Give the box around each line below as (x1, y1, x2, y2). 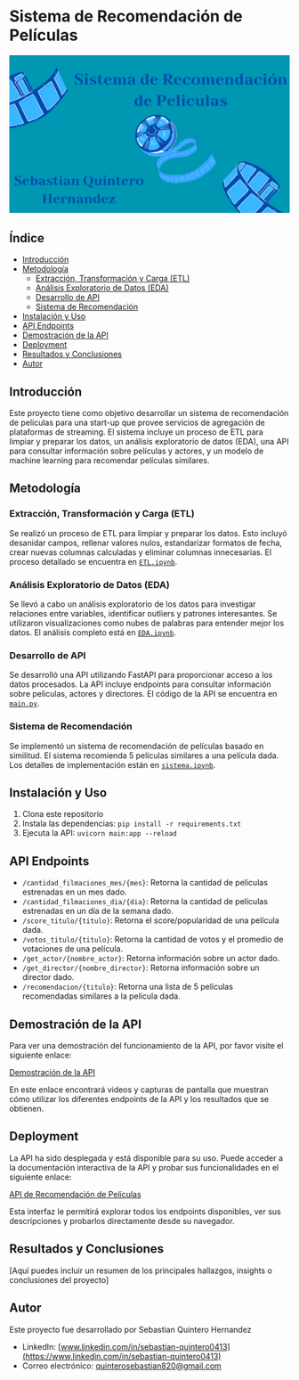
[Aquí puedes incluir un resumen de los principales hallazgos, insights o (9, 1265, 273, 1276)
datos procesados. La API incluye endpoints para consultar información (9, 679, 271, 690)
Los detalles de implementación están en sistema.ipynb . (9, 759, 216, 770)
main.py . (9, 698, 40, 709)
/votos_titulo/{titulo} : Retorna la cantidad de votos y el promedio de (21, 934, 284, 945)
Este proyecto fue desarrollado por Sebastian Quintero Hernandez (9, 1324, 252, 1335)
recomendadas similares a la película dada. (21, 991, 181, 1001)
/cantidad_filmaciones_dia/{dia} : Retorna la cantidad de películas (21, 896, 269, 907)
